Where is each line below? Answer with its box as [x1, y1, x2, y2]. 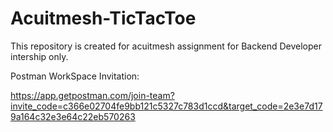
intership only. [10, 50, 69, 62]
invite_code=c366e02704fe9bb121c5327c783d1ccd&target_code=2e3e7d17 [10, 100, 323, 112]
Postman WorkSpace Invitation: [10, 70, 140, 82]
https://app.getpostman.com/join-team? [10, 89, 175, 101]
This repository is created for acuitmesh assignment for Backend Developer [10, 40, 323, 52]
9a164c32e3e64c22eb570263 [10, 110, 136, 122]
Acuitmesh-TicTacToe [10, 7, 197, 30]
